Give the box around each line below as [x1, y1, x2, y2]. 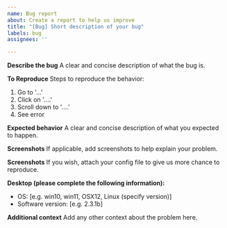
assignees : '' [7, 36, 49, 43]
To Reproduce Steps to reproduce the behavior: [7, 74, 144, 83]
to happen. [7, 131, 38, 140]
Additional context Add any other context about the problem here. [7, 213, 198, 222]
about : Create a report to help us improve [7, 17, 135, 24]
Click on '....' [17, 95, 53, 104]
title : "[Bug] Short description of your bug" [7, 23, 144, 30]
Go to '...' [17, 88, 43, 97]
